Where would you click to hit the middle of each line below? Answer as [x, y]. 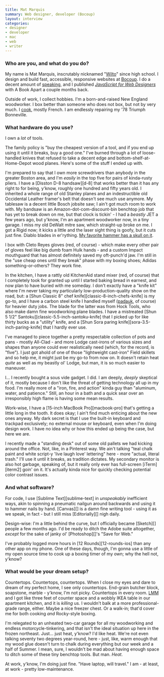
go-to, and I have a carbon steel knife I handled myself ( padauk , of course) [81, 301]
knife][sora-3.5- [134, 322]
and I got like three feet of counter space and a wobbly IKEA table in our [78, 598]
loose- [149, 153]
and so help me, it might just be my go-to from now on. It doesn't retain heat [82, 358]
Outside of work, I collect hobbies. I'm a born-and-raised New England [76, 99]
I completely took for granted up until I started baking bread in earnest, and [81, 281]
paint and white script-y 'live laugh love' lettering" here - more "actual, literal [82, 454]
